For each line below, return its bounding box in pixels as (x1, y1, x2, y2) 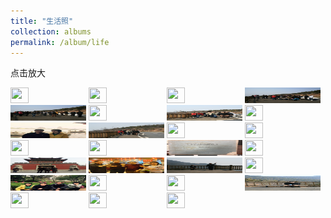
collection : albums (10, 26, 92, 37)
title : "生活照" (10, 16, 74, 26)
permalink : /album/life (10, 37, 110, 47)
